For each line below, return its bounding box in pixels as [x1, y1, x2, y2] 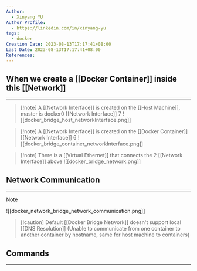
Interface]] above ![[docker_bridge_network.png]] [20, 158, 141, 165]
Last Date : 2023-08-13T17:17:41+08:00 [6, 47, 101, 53]
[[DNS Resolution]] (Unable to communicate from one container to [20, 225, 181, 232]
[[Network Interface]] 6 [20, 134, 77, 141]
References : [6, 52, 35, 58]
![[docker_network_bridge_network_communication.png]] [6, 208, 145, 215]
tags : [6, 31, 19, 36]
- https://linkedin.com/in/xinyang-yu [11, 25, 107, 31]
